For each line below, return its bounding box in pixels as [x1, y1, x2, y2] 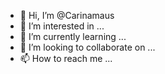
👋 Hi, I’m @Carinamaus [19, 10, 115, 21]
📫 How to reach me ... [19, 53, 113, 64]
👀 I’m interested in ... [19, 20, 105, 32]
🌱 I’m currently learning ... [19, 31, 127, 42]
